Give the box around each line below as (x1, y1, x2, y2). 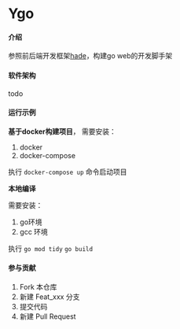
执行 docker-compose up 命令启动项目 (8, 167, 127, 176)
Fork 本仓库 (19, 283, 57, 291)
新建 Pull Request (19, 312, 76, 321)
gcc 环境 (19, 227, 49, 236)
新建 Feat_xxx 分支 (19, 292, 80, 301)
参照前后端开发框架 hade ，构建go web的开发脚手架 (8, 51, 173, 61)
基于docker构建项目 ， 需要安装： (8, 127, 116, 136)
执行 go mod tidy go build (8, 243, 93, 253)
